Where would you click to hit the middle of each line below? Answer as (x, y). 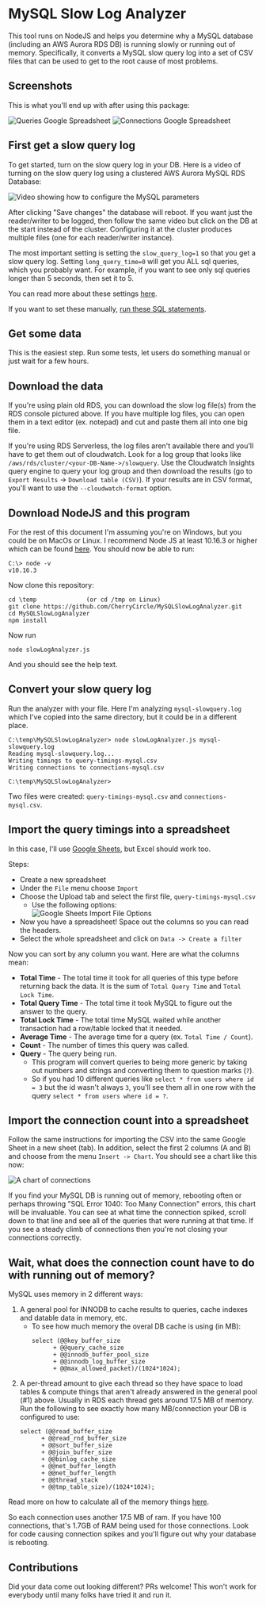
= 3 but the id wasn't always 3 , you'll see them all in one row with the (143, 1087)
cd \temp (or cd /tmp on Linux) (84, 600)
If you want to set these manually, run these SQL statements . (108, 309)
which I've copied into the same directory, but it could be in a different (123, 717)
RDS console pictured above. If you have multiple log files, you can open (127, 414)
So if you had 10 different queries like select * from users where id (143, 1079)
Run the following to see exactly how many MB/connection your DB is (133, 1409)
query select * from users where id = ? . (100, 1095)
